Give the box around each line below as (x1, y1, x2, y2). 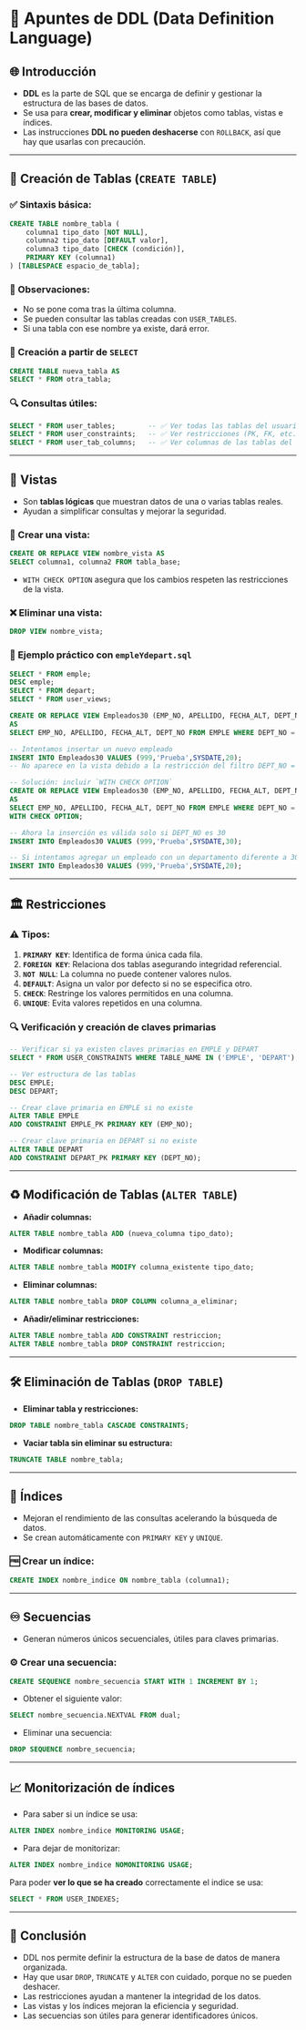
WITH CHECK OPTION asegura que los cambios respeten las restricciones (22, 574, 289, 586)
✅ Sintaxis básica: (9, 199, 92, 211)
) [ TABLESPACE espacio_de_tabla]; (9, 261, 141, 271)
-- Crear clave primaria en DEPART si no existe (9, 1137, 198, 1146)
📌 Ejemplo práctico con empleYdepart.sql (9, 648, 192, 661)
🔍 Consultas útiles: (9, 397, 98, 410)
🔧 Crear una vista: (9, 528, 91, 541)
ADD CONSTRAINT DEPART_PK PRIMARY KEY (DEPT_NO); (9, 1153, 202, 1162)
